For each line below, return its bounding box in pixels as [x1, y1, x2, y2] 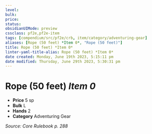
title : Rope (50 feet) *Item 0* [5, 45, 73, 50]
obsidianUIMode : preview [5, 26, 57, 31]
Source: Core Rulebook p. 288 [5, 123, 68, 129]
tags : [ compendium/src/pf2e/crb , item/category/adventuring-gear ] [5, 36, 147, 41]
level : [5, 7, 19, 13]
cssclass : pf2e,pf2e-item [5, 31, 59, 36]
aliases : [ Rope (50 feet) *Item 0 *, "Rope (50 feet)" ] [5, 40, 123, 45]
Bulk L [12, 103, 26, 109]
